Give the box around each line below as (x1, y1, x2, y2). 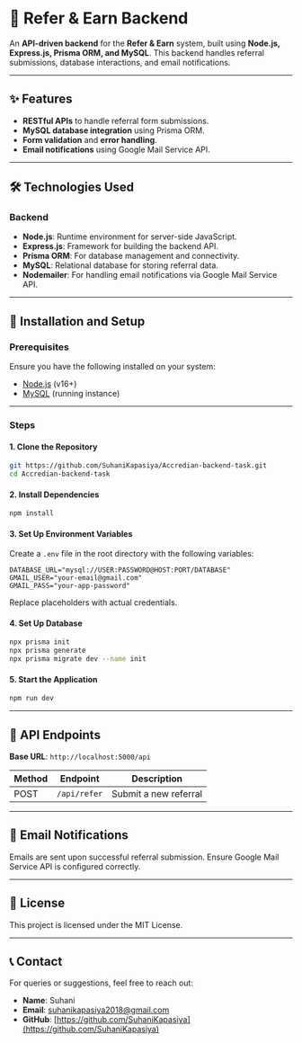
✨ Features (9, 92, 73, 107)
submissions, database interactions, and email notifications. (9, 57, 231, 67)
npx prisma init (9, 637, 70, 646)
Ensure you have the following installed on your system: (9, 361, 216, 372)
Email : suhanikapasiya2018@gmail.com (22, 1004, 170, 1015)
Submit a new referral (111, 788, 203, 799)
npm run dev (9, 694, 54, 703)
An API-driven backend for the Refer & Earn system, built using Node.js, (9, 38, 280, 49)
